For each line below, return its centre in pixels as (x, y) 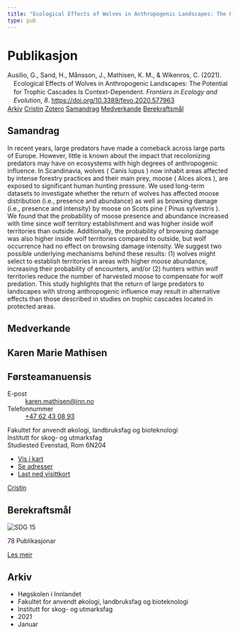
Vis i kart (30, 459)
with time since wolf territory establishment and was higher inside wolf (110, 223)
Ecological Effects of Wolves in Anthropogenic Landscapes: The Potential (121, 84)
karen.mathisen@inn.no (59, 401)
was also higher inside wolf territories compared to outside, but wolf (107, 238)
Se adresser (35, 467)
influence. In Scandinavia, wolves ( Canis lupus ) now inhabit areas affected (118, 170)
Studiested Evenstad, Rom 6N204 (57, 445)
